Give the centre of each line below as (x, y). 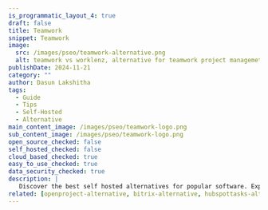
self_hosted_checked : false (55, 149)
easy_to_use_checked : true (53, 164)
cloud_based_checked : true (53, 157)
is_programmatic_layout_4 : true (62, 16)
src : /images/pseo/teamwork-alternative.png (91, 53)
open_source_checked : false (55, 142)
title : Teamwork (35, 30)
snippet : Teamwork (39, 38)
